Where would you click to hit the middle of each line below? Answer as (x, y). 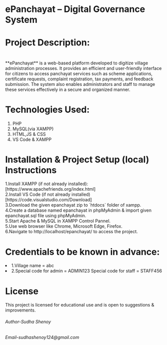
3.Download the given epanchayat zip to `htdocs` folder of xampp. (73, 205)
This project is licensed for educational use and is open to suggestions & (80, 305)
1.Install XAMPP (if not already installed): (47, 184)
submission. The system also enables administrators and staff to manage (80, 84)
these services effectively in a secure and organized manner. (68, 89)
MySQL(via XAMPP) (33, 129)
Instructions (31, 170)
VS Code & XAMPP (32, 139)
